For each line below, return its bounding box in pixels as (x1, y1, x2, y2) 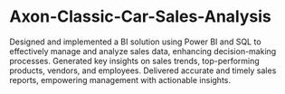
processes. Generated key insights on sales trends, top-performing (9, 55, 260, 66)
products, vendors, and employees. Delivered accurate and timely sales (9, 65, 277, 76)
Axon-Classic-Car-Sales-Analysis (9, 6, 271, 27)
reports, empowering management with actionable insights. (9, 74, 232, 85)
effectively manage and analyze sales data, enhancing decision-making (9, 45, 277, 56)
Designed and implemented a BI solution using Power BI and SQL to (9, 36, 261, 47)
